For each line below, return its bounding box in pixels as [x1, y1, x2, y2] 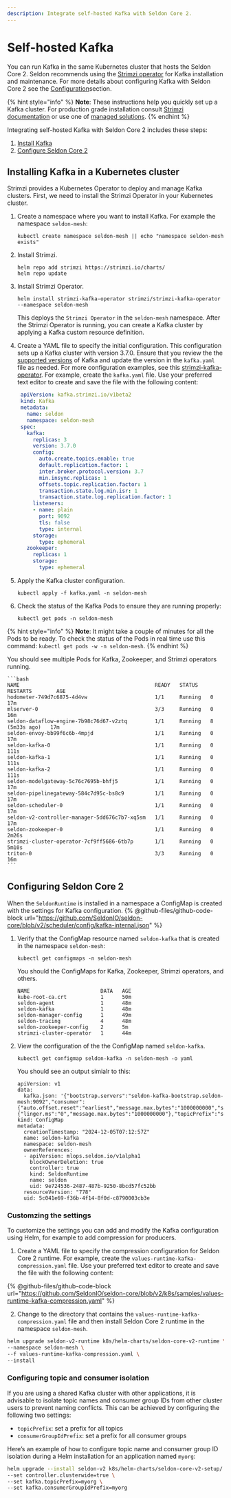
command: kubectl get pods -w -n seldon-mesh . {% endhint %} [7, 641, 189, 650]
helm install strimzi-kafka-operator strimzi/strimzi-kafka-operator [16, 296, 221, 302]
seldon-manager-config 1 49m [16, 1011, 132, 1018]
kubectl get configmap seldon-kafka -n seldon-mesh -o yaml [16, 1055, 193, 1062]
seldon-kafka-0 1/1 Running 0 [7, 742, 214, 749]
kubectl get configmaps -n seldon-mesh [16, 955, 132, 962]
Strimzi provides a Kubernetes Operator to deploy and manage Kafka [7, 184, 203, 192]
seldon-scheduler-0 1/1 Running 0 [7, 802, 214, 808]
